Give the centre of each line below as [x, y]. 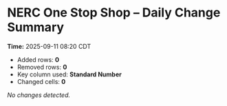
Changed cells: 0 [41, 81]
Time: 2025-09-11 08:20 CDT [49, 46]
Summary [35, 27]
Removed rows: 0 [42, 67]
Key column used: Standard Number [69, 74]
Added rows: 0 [38, 59]
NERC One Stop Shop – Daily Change [114, 13]
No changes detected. [39, 95]
